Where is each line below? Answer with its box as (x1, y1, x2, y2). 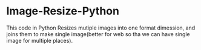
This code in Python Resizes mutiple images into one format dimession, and (6, 24, 196, 31)
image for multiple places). (6, 37, 73, 44)
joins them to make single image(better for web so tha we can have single (6, 30, 190, 37)
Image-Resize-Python (6, 4, 120, 18)
